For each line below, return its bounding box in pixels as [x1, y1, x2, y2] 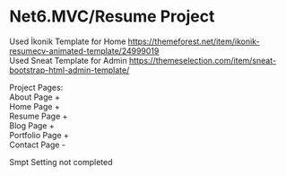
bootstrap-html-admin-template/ [9, 65, 130, 75]
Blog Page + [9, 119, 56, 131]
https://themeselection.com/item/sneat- [128, 55, 276, 66]
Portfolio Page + [9, 129, 70, 140]
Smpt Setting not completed [9, 156, 113, 167]
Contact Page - [9, 139, 65, 150]
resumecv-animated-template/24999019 [9, 45, 160, 56]
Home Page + [9, 101, 60, 111]
